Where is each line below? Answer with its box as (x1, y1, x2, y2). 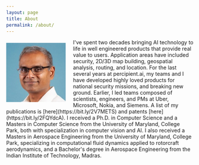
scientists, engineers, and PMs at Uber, (73, 95, 169, 103)
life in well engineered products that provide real (73, 45, 192, 53)
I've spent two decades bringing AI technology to (73, 39, 194, 46)
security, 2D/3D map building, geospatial (73, 58, 173, 65)
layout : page (6, 9, 39, 15)
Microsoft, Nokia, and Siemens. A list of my (73, 102, 179, 109)
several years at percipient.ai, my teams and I (73, 70, 184, 77)
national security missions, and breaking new (73, 83, 184, 90)
